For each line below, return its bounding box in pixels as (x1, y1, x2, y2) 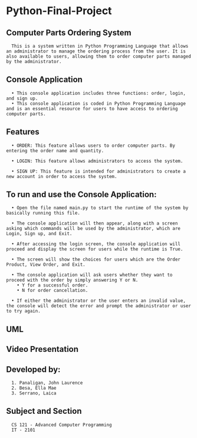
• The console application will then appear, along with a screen (11, 220, 178, 226)
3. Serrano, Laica (11, 390, 57, 396)
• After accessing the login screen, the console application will (11, 241, 181, 247)
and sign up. (6, 95, 38, 101)
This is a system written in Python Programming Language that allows (11, 43, 189, 49)
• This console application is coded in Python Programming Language (11, 100, 186, 107)
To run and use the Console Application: (6, 190, 157, 200)
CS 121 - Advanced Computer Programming (11, 421, 112, 428)
